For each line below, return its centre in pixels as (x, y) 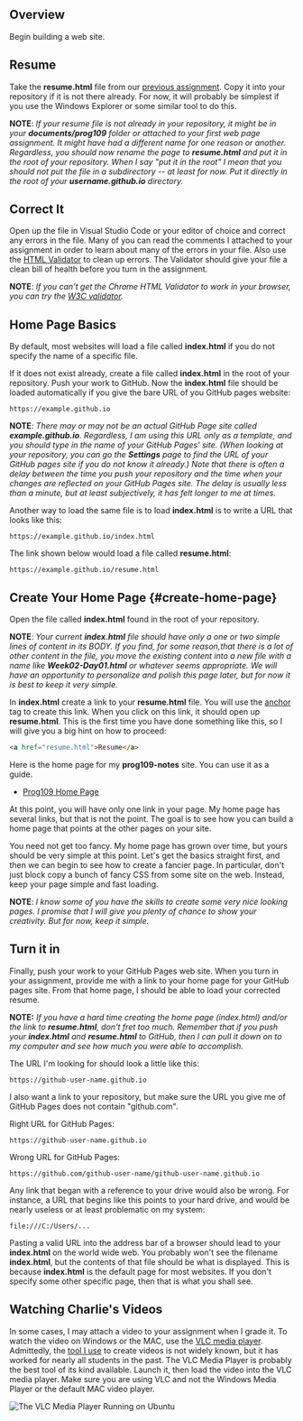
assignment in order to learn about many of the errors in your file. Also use (148, 250)
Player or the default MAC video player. (82, 1389)
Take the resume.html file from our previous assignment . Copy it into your (147, 87)
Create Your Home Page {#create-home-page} (143, 598)
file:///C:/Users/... (50, 1226)
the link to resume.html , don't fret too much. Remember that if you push (144, 1027)
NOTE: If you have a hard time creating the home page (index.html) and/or (148, 1017)
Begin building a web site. (57, 36)
